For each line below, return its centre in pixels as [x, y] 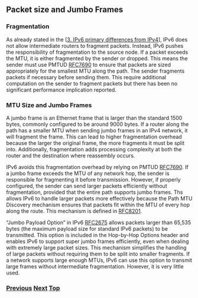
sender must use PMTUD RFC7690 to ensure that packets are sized [89, 64]
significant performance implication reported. [61, 90]
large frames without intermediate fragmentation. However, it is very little [95, 266]
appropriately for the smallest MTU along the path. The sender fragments [95, 71]
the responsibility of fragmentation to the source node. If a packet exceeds [97, 52]
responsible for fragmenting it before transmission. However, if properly [94, 179]
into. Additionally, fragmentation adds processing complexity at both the [94, 149]
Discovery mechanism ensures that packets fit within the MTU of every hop [98, 205]
